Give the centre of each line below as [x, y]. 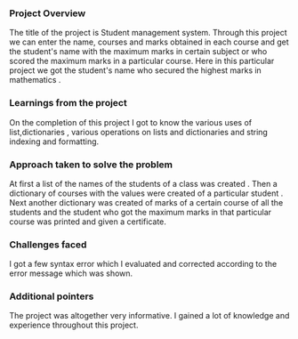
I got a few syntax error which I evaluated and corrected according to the [143, 264]
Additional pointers [52, 296]
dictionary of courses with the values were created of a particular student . [146, 193]
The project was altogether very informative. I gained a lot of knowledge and [149, 316]
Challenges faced [48, 245]
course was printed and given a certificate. [88, 222]
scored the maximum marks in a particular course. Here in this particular [142, 61]
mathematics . [35, 80]
